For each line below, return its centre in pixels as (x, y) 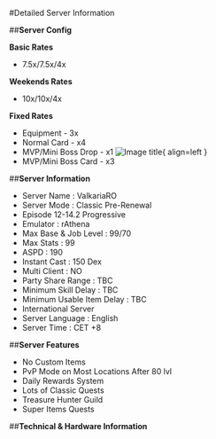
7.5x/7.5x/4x (44, 64)
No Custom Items (54, 362)
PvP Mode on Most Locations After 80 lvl (97, 371)
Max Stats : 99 (48, 243)
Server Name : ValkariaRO (69, 196)
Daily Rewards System (63, 381)
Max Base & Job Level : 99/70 (77, 233)
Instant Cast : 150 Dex (62, 262)
